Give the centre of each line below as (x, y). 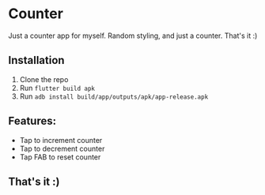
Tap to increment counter (61, 140)
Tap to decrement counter (62, 148)
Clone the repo (44, 79)
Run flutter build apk (57, 88)
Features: (32, 121)
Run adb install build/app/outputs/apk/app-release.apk (114, 96)
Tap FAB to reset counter (60, 157)
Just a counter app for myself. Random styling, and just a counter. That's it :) (133, 36)
